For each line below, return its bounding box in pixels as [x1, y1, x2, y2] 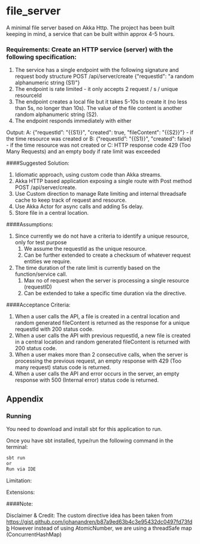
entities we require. [23, 258, 72, 265]
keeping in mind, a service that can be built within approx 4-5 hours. [6, 30, 175, 37]
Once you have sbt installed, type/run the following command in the [6, 437, 174, 444]
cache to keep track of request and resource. [14, 196, 127, 204]
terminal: [6, 443, 28, 450]
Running [6, 412, 32, 420]
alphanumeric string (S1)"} [14, 79, 80, 86]
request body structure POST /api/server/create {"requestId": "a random [14, 73, 195, 80]
